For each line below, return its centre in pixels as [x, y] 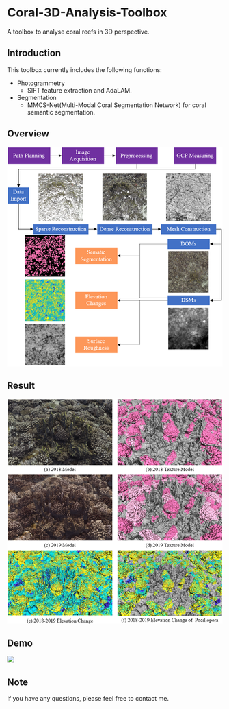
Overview [28, 134]
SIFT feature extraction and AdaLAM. [79, 90]
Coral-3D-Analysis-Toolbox [87, 13]
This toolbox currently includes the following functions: [84, 69]
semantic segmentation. [61, 112]
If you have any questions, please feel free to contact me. [88, 698]
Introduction [34, 53]
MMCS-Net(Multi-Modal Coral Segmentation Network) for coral [117, 105]
